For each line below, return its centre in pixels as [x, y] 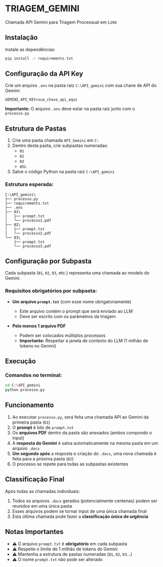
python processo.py [25, 390]
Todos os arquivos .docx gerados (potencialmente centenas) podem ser [85, 501]
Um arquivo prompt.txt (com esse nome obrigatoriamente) [72, 301]
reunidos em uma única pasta [42, 506]
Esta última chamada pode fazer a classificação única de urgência [80, 516]
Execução [21, 361]
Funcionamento [30, 405]
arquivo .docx [26, 448]
